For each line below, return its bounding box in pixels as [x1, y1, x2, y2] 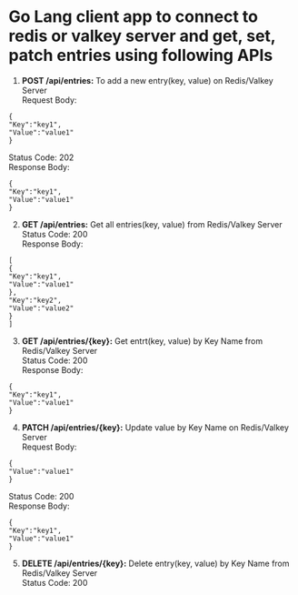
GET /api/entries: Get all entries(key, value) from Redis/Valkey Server [21, 218, 283, 229]
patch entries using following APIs [8, 45, 273, 66]
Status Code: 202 [8, 152, 74, 163]
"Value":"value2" [8, 303, 74, 313]
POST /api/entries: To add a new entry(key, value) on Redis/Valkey [21, 75, 273, 86]
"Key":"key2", [8, 296, 63, 305]
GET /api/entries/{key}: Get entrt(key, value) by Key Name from [21, 335, 263, 347]
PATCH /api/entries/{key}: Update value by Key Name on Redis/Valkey [21, 421, 290, 433]
